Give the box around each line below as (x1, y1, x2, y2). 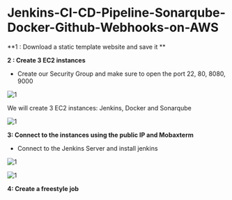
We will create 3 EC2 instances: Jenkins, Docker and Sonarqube (7, 103, 192, 112)
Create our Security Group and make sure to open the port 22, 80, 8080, (17, 69, 226, 78)
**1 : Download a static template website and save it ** (7, 42, 166, 51)
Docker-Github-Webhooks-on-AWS (7, 19, 219, 35)
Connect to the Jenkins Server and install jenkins (17, 144, 158, 152)
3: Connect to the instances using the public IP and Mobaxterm (7, 131, 194, 139)
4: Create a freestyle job (7, 184, 79, 192)
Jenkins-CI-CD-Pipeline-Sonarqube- (7, 5, 226, 21)
